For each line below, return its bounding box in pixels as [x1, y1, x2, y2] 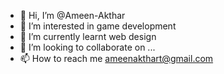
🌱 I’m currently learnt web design [19, 31, 157, 42]
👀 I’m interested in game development [19, 20, 177, 32]
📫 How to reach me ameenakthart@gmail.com [19, 53, 214, 64]
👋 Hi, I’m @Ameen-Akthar [19, 10, 126, 21]
